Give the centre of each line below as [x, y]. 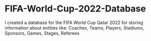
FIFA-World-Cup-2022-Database [75, 9]
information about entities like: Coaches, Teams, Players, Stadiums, [74, 27]
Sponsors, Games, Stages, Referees [42, 33]
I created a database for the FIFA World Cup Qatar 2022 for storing [74, 22]
